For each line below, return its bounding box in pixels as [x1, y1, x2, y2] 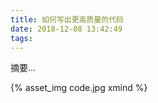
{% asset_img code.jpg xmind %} [10, 82, 148, 94]
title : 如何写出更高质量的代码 [10, 14, 124, 25]
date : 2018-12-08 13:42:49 [10, 24, 123, 34]
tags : [10, 33, 33, 43]
